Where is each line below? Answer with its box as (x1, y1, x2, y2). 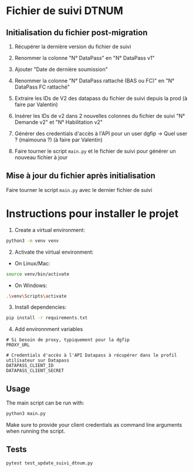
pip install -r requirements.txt (6, 315, 88, 321)
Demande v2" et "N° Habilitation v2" (14, 119, 103, 126)
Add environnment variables (14, 326, 83, 333)
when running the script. (6, 427, 66, 434)
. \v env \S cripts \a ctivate (6, 293, 67, 299)
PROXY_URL (6, 342, 31, 348)
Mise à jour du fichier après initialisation (6, 171, 155, 181)
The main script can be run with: (6, 399, 84, 406)
